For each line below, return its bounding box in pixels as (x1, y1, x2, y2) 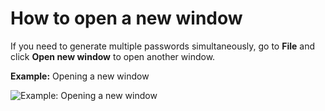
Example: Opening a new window (10, 70, 150, 82)
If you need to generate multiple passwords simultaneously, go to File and (10, 40, 315, 52)
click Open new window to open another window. (10, 50, 216, 62)
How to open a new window (10, 7, 243, 30)
